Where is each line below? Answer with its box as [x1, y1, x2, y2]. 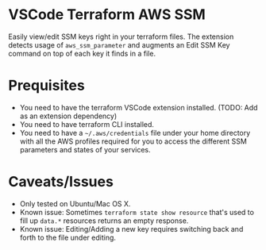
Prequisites [8, 77, 85, 94]
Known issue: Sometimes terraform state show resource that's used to [19, 207, 254, 217]
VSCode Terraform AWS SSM [8, 6, 206, 24]
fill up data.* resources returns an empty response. [19, 216, 189, 225]
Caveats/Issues [8, 173, 114, 191]
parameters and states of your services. [19, 144, 151, 154]
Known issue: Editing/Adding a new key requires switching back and [19, 224, 244, 233]
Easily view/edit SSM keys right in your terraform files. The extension [8, 32, 234, 41]
